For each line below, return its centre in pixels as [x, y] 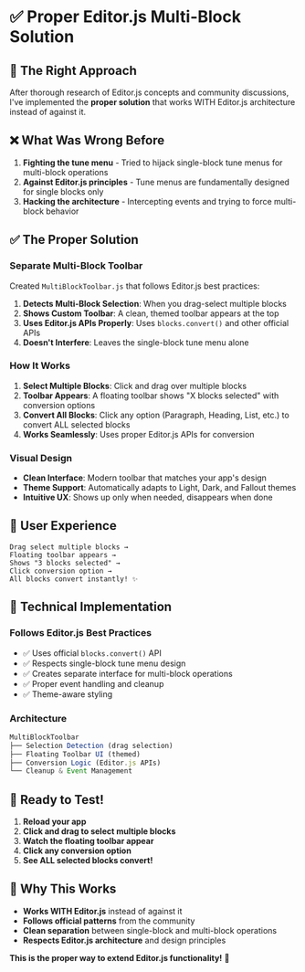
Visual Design [41, 458]
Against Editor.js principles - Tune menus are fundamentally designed [156, 182]
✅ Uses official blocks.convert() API [92, 653]
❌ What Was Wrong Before [87, 140]
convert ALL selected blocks [76, 424]
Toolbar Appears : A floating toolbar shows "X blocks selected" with [151, 396]
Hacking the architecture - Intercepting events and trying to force [147, 201]
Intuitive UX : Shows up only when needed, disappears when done [147, 497]
